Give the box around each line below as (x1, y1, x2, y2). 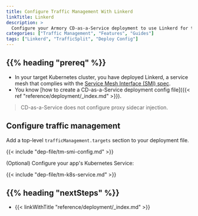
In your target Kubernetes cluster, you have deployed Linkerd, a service (14, 73, 189, 80)
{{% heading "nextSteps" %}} (6, 188, 120, 198)
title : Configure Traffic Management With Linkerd (6, 8, 133, 15)
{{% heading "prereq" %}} (6, 58, 106, 68)
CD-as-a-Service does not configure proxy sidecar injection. (20, 104, 169, 111)
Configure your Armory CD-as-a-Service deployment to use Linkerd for (11, 25, 189, 31)
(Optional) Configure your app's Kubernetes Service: (6, 159, 134, 166)
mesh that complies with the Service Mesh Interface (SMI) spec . (14, 80, 171, 87)
